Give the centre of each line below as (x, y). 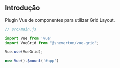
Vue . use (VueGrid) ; (24, 52)
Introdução (23, 8)
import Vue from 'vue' (29, 38)
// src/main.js (21, 29)
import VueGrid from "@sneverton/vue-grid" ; (52, 43)
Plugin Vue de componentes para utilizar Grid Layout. (60, 20)
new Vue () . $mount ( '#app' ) (32, 61)
